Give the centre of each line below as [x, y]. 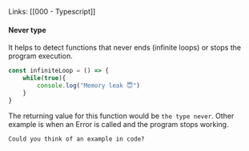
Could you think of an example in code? [77, 139]
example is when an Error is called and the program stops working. [118, 124]
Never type [27, 30]
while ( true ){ [44, 78]
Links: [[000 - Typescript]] [52, 12]
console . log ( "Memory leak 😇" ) [89, 85]
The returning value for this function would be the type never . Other [121, 116]
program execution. [41, 56]
